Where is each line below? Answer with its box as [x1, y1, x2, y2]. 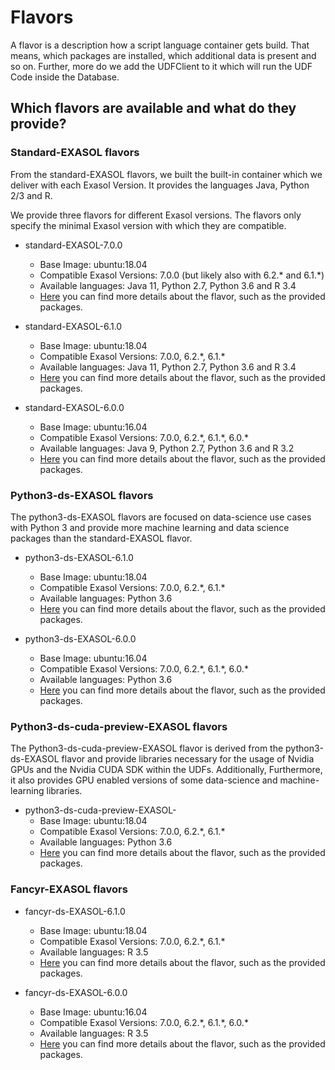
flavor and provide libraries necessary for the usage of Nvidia [61, 753, 315, 765]
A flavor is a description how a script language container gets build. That [10, 39, 310, 51]
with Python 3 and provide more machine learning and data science [10, 521, 290, 533]
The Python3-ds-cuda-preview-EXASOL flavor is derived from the [10, 742, 284, 755]
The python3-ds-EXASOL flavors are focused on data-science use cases [10, 511, 312, 523]
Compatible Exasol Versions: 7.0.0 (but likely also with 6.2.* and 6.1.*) [39, 269, 325, 281]
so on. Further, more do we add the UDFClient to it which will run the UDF [10, 60, 313, 72]
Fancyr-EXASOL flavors [10, 882, 128, 896]
